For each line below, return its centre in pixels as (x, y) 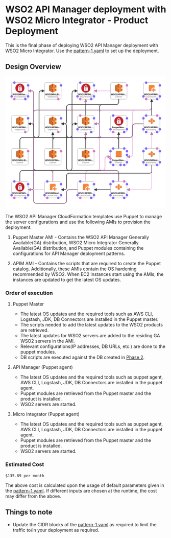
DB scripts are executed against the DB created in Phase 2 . (82, 357)
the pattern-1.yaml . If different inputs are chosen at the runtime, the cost (81, 490)
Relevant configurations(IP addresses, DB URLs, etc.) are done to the (93, 346)
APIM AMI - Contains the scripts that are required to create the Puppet (87, 264)
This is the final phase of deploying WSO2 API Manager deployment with (82, 45)
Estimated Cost (25, 464)
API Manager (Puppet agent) (43, 367)
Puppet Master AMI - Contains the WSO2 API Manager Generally (81, 237)
